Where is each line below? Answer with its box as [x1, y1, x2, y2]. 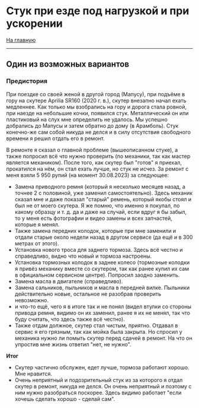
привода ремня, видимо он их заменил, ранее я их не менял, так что [14, 309, 191, 316]
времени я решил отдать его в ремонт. [6, 135, 105, 142]
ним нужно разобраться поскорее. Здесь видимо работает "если [14, 389, 182, 396]
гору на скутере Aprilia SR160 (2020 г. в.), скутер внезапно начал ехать [6, 97, 187, 104]
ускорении [6, 17, 63, 30]
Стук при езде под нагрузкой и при [6, 4, 190, 18]
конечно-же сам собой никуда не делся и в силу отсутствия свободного [6, 128, 191, 135]
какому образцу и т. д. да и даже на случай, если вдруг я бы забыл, [14, 208, 187, 215]
